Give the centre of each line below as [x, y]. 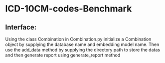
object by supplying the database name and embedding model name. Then [82, 44]
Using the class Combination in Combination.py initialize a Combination [78, 39]
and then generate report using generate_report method [63, 55]
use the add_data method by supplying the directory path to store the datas [83, 50]
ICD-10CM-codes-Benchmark [69, 9]
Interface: [21, 27]
